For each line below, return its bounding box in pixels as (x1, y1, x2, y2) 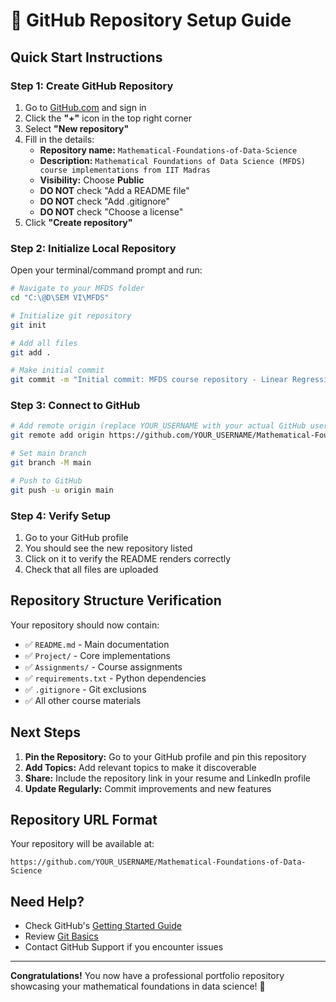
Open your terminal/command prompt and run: (10, 264, 203, 276)
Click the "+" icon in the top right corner (24, 112, 192, 124)
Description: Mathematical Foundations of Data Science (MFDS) (39, 154, 306, 166)
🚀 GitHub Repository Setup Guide (10, 9, 292, 32)
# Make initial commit (10, 365, 105, 376)
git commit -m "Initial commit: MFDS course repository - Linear (10, 375, 288, 385)
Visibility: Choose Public (39, 174, 145, 186)
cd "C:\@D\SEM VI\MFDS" (10, 293, 110, 303)
